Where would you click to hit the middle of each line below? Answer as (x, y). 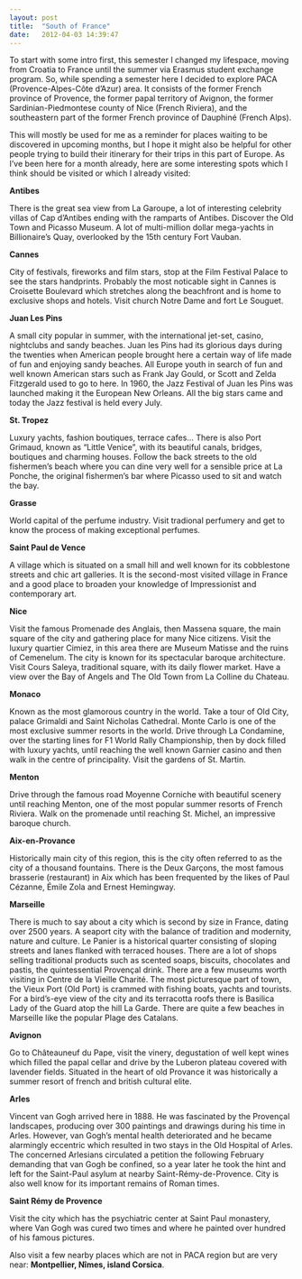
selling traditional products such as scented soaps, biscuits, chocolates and (150, 961)
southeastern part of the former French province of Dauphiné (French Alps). (151, 117)
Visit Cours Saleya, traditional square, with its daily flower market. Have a (145, 667)
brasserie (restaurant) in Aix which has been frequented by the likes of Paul (150, 878)
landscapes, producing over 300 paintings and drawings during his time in (147, 1126)
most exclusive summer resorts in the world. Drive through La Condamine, (147, 731)
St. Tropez (29, 420)
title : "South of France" (60, 26)
